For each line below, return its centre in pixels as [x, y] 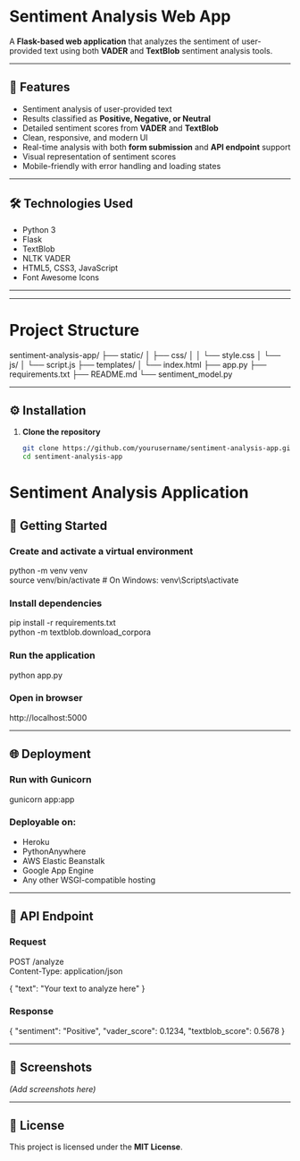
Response [31, 1012]
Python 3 [39, 229]
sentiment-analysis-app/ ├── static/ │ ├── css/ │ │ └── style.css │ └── [145, 354]
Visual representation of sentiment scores [99, 156]
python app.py [36, 675]
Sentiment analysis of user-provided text [97, 108]
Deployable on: [43, 823]
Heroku [36, 841]
